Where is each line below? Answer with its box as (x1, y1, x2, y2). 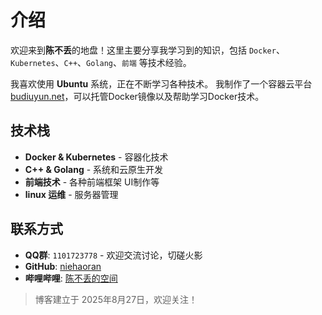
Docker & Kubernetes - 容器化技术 (24, 151, 169, 163)
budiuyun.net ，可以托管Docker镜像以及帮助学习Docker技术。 (10, 90, 265, 102)
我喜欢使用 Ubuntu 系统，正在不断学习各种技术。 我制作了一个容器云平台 (10, 77, 313, 90)
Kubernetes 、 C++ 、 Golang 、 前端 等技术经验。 (10, 56, 192, 68)
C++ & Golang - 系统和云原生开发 (24, 163, 164, 175)
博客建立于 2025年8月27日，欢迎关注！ (34, 293, 198, 305)
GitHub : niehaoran (24, 260, 102, 272)
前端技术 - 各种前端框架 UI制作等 (24, 176, 160, 188)
